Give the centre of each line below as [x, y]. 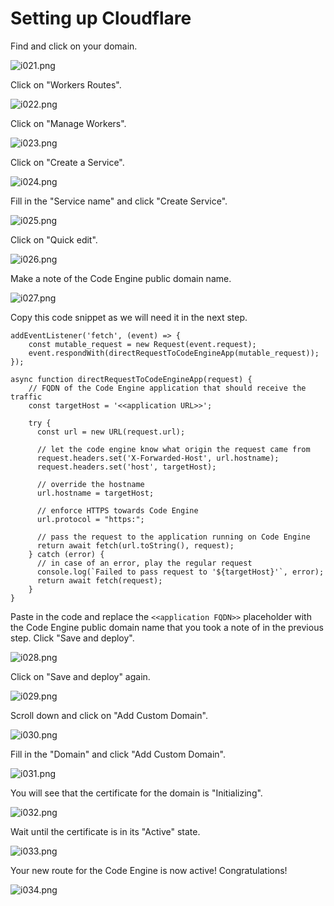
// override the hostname [90, 484]
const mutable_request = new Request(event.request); [142, 344]
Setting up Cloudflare [101, 18]
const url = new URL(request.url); [111, 432]
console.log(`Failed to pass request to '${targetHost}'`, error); [180, 572]
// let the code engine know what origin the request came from [173, 449]
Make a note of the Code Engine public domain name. [121, 278]
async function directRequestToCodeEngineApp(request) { [131, 379]
